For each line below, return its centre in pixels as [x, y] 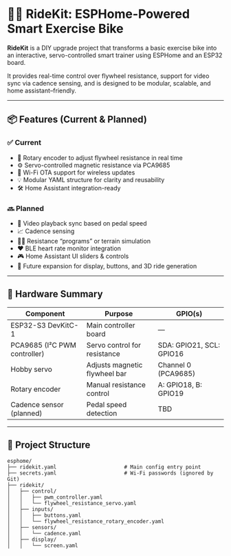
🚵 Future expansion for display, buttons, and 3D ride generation [107, 266]
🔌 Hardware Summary [55, 294]
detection [102, 413]
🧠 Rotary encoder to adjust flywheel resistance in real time [100, 157]
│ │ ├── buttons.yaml [44, 515]
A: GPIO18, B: [180, 384]
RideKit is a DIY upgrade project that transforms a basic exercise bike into [112, 48]
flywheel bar [107, 373]
